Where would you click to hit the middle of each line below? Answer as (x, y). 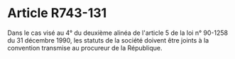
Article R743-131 (57, 13)
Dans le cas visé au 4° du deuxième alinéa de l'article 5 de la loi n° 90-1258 (118, 33)
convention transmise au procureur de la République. (85, 48)
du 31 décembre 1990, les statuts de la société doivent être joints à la (108, 40)
